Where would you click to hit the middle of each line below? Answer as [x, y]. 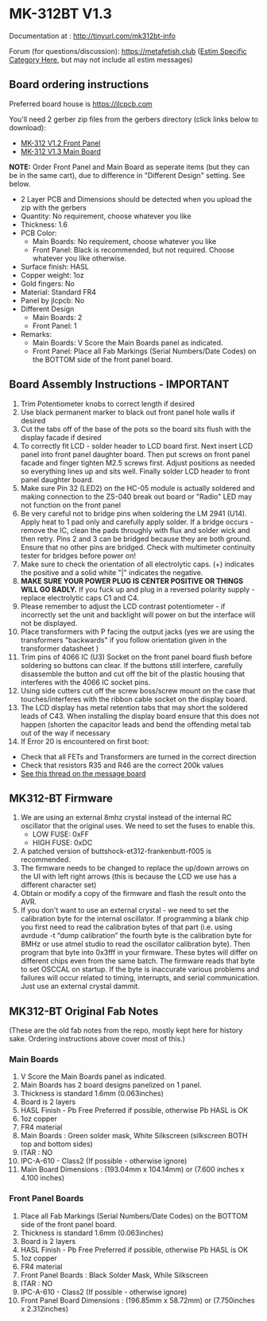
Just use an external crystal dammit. [80, 987]
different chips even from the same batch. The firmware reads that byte [137, 961]
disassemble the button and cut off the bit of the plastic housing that [133, 674]
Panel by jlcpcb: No [52, 300]
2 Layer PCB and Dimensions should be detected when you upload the [136, 199]
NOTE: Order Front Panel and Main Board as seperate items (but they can [129, 167]
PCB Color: [39, 233]
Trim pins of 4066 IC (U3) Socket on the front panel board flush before [136, 657]
